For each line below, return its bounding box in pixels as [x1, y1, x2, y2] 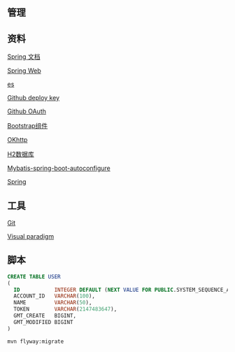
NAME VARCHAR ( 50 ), [13, 300, 92, 307]
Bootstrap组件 [7, 122, 48, 130]
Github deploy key [7, 94, 60, 102]
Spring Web [7, 66, 41, 75]
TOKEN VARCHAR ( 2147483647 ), [13, 306, 117, 313]
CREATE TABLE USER [7, 273, 61, 280]
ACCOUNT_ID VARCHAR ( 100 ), [13, 293, 96, 300]
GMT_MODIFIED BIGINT [13, 318, 73, 325]
